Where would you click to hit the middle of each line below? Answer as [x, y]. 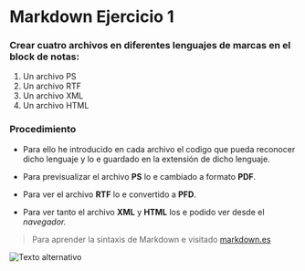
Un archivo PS [49, 77]
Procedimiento [43, 130]
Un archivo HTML [56, 106]
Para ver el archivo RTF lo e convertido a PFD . [109, 194]
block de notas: [45, 57]
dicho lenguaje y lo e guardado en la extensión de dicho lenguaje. [147, 159]
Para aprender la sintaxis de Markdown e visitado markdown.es [151, 239]
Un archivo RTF [52, 86]
